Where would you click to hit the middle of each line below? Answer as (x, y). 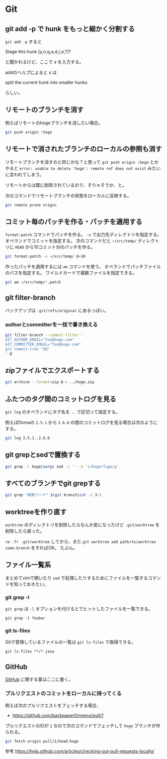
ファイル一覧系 (28, 565)
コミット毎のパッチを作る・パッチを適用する (74, 222)
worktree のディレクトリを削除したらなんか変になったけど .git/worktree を (83, 525)
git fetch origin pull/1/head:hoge (42, 741)
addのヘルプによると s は (31, 72)
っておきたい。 (33, 584)
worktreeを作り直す (36, 512)
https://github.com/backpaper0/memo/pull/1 (58, 715)
